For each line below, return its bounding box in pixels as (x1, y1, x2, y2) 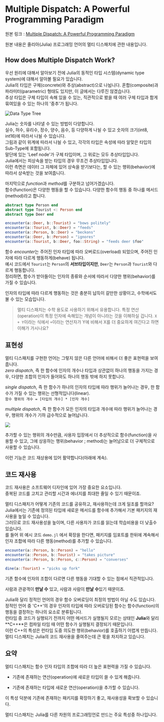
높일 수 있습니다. (18, 513, 50, 519)
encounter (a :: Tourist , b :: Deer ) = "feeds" (5, 226, 93, 230)
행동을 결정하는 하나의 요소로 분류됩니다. (5, 608, 82, 615)
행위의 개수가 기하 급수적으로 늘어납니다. (11, 412, 89, 418)
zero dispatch (5, 367, 33, 373)
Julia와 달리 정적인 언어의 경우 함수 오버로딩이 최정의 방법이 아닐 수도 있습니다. (5, 596, 156, 603)
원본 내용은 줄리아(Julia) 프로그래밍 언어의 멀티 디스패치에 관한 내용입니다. (5, 41, 148, 47)
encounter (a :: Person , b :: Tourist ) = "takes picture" (5, 553, 115, 558)
